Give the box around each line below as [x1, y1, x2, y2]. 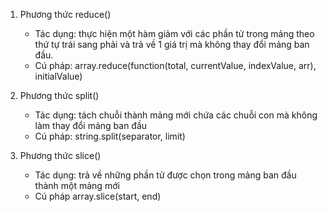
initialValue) [34, 70, 83, 82]
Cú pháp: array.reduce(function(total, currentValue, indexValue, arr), [34, 60, 317, 71]
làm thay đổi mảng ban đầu [34, 120, 148, 131]
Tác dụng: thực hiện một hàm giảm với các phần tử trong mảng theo [34, 28, 315, 39]
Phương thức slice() [19, 150, 102, 161]
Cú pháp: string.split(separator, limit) [34, 130, 186, 142]
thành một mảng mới [34, 180, 120, 191]
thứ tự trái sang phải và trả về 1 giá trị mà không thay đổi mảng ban [34, 39, 310, 50]
